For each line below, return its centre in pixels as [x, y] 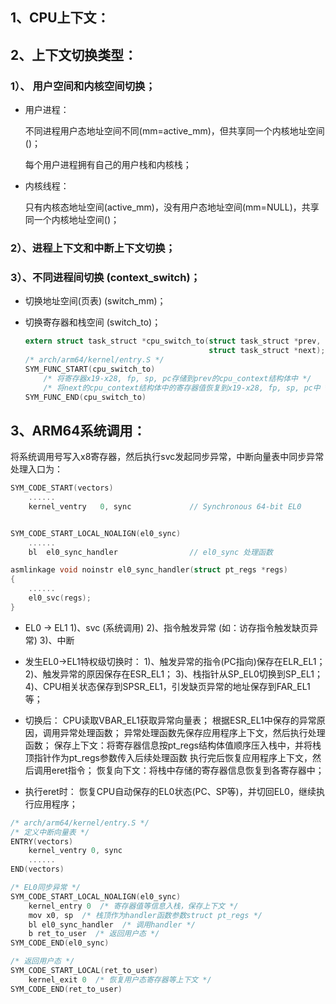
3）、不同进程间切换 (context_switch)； [105, 277]
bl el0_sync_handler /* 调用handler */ [112, 924]
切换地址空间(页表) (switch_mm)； [95, 301]
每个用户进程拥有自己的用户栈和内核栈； [108, 165]
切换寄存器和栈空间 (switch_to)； [93, 322]
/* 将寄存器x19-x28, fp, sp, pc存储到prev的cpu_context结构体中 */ [177, 378]
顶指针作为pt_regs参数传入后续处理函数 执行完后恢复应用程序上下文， [168, 757]
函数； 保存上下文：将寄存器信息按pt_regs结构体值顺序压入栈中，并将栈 [173, 745]
